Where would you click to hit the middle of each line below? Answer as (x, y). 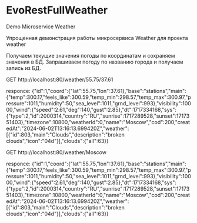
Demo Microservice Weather (41, 26)
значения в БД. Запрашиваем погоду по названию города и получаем (95, 62)
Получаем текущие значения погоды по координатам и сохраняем (91, 55)
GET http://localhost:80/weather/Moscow (56, 152)
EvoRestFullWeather (57, 10)
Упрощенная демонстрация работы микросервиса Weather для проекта (97, 38)
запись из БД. (24, 68)
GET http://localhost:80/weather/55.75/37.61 (60, 79)
